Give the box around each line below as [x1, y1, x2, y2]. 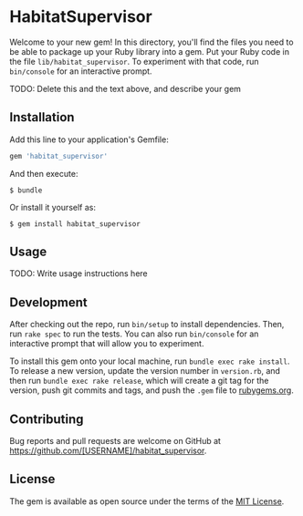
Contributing [9, 411, 84, 427]
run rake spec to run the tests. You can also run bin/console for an [9, 328, 259, 339]
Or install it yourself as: [9, 201, 96, 212]
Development [9, 294, 89, 310]
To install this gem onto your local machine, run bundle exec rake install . [9, 356, 290, 366]
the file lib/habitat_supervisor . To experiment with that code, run [9, 56, 259, 67]
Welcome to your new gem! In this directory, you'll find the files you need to [9, 36, 294, 47]
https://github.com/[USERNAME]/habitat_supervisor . [9, 445, 207, 457]
